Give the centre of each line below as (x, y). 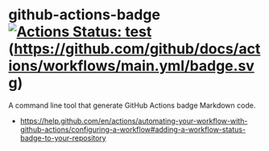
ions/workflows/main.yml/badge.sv (132, 66)
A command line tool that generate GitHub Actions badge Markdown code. (132, 105)
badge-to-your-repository (63, 137)
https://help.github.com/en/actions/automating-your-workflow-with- (134, 120)
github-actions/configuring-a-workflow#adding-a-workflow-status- (133, 129)
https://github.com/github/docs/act (137, 49)
